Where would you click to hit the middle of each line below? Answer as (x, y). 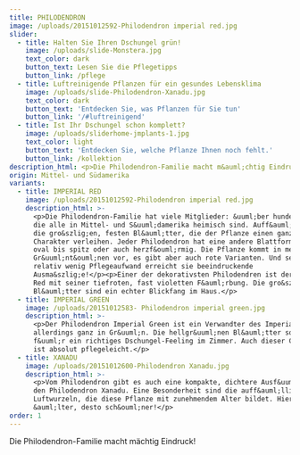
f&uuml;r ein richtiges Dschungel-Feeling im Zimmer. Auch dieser (159, 341)
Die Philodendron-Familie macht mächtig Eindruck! (103, 441)
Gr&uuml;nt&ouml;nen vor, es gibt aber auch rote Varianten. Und (157, 258)
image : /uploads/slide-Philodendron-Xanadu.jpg (115, 92)
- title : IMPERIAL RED (59, 192)
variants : (28, 184)
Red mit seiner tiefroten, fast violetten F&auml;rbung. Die (149, 283)
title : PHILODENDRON (48, 17)
